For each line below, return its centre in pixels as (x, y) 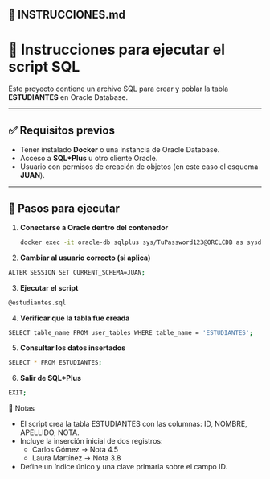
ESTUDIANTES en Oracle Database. (68, 97)
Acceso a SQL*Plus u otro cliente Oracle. (89, 159)
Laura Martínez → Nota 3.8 (76, 458)
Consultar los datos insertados (73, 348)
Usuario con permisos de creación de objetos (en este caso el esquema (139, 167)
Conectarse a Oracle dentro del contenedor (94, 227)
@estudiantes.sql (37, 303)
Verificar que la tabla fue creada (75, 318)
